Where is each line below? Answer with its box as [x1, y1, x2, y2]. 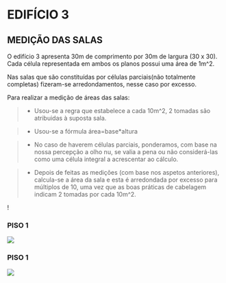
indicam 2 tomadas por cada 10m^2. [34, 190, 137, 198]
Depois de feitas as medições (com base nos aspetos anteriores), [34, 169, 220, 176]
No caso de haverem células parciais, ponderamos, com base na [34, 140, 217, 149]
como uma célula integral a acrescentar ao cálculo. [34, 155, 179, 163]
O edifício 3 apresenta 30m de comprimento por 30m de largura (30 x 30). [7, 52, 218, 60]
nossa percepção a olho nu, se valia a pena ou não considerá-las [34, 148, 218, 156]
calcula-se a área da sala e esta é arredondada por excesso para [34, 175, 218, 184]
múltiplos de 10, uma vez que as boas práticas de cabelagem [34, 183, 207, 191]
